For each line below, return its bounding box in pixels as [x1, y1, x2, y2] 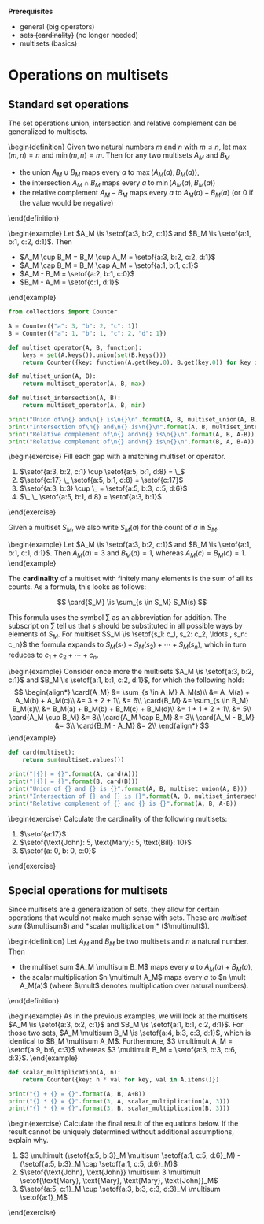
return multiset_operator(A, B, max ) [22, 380, 146, 388]
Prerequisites [8, 7, 53, 16]
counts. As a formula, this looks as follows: [8, 582, 147, 592]
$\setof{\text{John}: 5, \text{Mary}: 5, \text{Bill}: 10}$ [19, 837, 192, 847]
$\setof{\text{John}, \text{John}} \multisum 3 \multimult [19, 1167, 201, 1177]
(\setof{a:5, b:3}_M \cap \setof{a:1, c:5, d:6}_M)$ [19, 1159, 178, 1169]
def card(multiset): [8, 748, 76, 757]
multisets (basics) [19, 39, 78, 48]
